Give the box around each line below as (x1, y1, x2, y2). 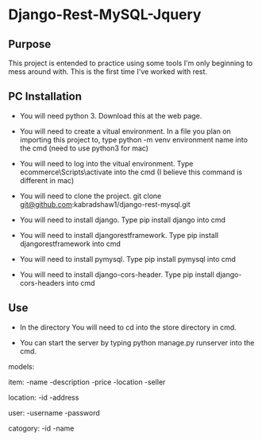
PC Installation (8, 90, 82, 103)
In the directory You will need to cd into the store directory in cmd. (19, 322, 237, 332)
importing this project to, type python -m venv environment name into (19, 135, 249, 144)
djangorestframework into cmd (19, 239, 121, 248)
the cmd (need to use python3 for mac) (19, 143, 149, 153)
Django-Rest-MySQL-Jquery (8, 6, 202, 24)
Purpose (8, 37, 52, 51)
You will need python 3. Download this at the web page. (19, 111, 202, 120)
